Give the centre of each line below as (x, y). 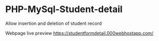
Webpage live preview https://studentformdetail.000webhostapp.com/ (79, 33)
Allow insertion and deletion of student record (54, 23)
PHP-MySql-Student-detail (64, 9)
